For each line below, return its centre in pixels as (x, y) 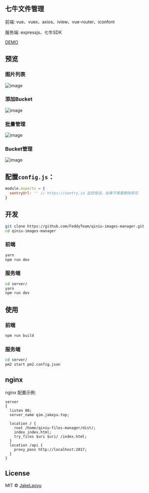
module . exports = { (25, 189)
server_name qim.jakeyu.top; (39, 415)
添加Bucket (19, 99)
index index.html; (33, 432)
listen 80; (21, 410)
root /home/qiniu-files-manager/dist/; (55, 428)
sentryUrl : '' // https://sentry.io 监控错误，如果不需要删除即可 (74, 193)
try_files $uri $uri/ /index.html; (51, 437)
